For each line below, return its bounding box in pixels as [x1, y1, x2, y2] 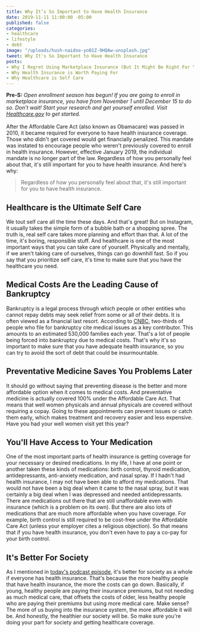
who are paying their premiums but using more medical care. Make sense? [6, 600, 189, 607]
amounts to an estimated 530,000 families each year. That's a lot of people [6, 330, 190, 337]
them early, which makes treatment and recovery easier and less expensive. [6, 414, 193, 421]
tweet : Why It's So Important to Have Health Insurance [6, 53, 148, 59]
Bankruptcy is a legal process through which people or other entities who [6, 305, 186, 312]
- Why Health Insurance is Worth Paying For [6, 70, 118, 76]
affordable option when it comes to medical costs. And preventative [6, 388, 173, 396]
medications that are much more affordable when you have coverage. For [6, 510, 186, 517]
